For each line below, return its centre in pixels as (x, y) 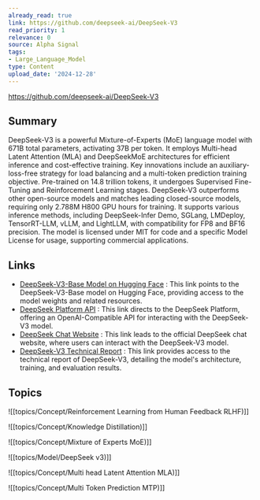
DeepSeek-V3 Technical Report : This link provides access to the (125, 351)
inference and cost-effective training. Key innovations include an (113, 165)
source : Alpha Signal (44, 45)
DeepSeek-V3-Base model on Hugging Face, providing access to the (132, 293)
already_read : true (40, 15)
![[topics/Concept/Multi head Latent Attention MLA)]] (94, 472)
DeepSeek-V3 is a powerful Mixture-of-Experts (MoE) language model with (130, 140)
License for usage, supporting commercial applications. (98, 240)
